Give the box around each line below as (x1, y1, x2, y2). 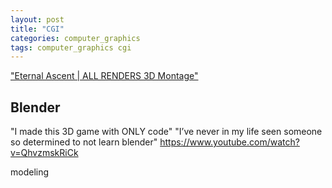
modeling (10, 166, 50, 178)
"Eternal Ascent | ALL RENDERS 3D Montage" (10, 70, 199, 82)
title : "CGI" (10, 24, 65, 34)
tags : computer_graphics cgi (10, 42, 132, 53)
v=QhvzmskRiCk (10, 147, 79, 159)
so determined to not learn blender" (10, 136, 158, 148)
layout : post (10, 14, 65, 25)
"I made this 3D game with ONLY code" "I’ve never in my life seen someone (10, 126, 323, 138)
